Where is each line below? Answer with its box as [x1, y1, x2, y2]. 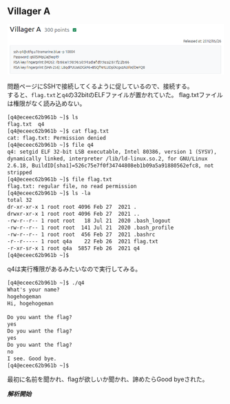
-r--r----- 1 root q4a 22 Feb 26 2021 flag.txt [7, 238, 158, 245]
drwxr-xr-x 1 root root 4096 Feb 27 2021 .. [7, 210, 140, 217]
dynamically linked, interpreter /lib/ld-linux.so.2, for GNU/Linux [7, 155, 208, 162]
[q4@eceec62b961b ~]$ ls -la [7, 190, 91, 196]
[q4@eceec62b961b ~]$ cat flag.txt [7, 128, 109, 134]
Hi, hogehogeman [7, 300, 54, 307]
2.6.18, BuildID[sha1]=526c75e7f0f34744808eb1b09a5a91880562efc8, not [7, 162, 214, 169]
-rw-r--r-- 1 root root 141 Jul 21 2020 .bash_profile [7, 224, 174, 231]
